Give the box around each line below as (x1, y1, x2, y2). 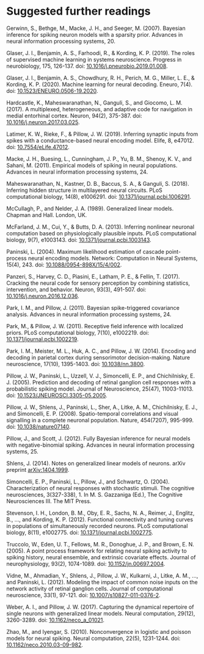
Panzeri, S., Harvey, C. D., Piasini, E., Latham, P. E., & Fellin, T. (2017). (6, 273, 180, 280)
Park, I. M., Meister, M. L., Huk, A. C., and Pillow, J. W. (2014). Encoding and (6, 347, 197, 355)
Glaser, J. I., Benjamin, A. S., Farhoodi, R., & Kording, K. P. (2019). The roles (6, 49, 195, 56)
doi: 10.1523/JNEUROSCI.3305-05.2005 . (6, 391, 108, 399)
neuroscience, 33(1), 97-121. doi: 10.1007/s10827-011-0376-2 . (6, 591, 161, 598)
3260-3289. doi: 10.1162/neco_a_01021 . (6, 616, 105, 623)
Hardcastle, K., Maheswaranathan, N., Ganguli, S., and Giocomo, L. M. (6, 99, 183, 106)
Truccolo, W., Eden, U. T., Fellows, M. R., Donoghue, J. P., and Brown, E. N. (6, 540, 194, 548)
